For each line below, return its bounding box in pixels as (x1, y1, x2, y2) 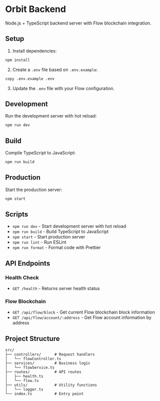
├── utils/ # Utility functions (5, 382, 97, 388)
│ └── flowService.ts (5, 365, 55, 370)
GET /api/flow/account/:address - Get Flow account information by (12, 314, 151, 320)
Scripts (5, 210, 28, 218)
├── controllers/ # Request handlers (5, 352, 95, 357)
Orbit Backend (5, 3, 66, 15)
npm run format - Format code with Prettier (12, 244, 101, 250)
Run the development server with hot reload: (5, 113, 97, 119)
